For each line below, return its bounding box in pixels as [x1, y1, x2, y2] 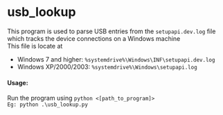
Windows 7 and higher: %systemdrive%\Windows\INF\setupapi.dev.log [17, 55, 215, 63]
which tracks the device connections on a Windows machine [7, 34, 181, 42]
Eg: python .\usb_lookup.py [7, 101, 89, 108]
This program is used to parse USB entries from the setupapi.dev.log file [7, 27, 216, 35]
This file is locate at [7, 42, 63, 50]
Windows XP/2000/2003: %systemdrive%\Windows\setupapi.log [17, 62, 197, 71]
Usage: [7, 78, 29, 87]
